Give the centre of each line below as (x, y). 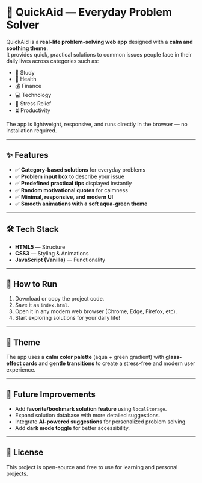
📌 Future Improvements (51, 394)
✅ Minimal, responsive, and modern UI (64, 197)
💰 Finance (28, 86)
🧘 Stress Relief (33, 103)
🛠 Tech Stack (32, 229)
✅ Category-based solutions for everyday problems (80, 170)
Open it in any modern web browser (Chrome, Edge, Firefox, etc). (96, 311)
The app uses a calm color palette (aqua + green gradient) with (85, 357)
